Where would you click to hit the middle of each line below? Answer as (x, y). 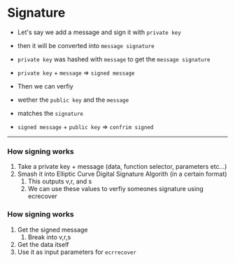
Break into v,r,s (49, 237)
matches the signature (50, 113)
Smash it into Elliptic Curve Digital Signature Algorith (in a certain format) (122, 174)
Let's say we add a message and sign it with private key (99, 32)
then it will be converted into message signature (86, 45)
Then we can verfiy (45, 86)
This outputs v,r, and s (60, 181)
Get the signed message (53, 230)
